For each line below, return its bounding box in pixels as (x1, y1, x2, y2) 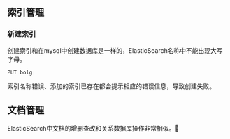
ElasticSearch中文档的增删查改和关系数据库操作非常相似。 (7, 124, 175, 132)
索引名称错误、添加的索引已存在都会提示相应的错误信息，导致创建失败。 (7, 82, 215, 90)
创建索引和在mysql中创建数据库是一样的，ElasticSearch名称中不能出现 (7, 46, 211, 54)
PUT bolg (7, 69, 33, 76)
